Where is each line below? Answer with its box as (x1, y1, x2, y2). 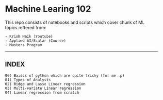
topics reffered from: (5, 24, 47, 30)
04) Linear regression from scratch (5, 90, 79, 95)
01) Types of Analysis (5, 77, 51, 82)
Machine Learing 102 (5, 3, 91, 15)
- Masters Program (5, 42, 42, 47)
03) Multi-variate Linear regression (5, 86, 81, 91)
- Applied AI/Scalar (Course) (5, 38, 66, 43)
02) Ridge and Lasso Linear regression (5, 82, 86, 86)
